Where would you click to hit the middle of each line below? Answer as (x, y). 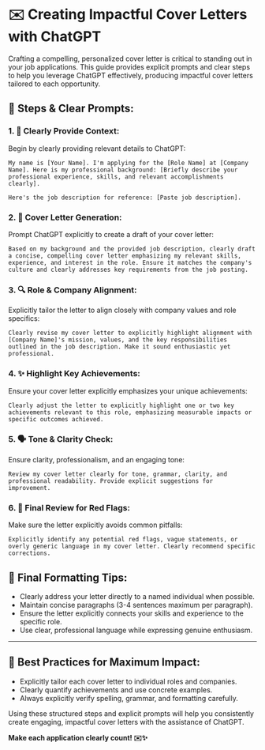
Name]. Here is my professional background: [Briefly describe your (123, 170)
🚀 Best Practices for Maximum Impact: (105, 663)
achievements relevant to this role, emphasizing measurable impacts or (130, 412)
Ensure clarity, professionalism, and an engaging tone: (97, 459)
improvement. (30, 488)
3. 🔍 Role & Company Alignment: (73, 290)
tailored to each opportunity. (54, 84)
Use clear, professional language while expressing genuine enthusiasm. (136, 630)
